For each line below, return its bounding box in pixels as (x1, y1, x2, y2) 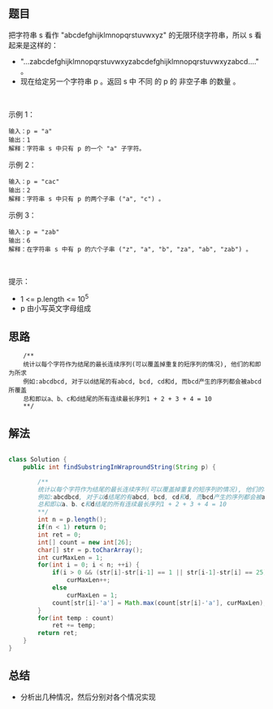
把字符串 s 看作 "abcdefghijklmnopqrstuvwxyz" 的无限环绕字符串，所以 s (8, 30, 253, 40)
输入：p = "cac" (8, 177, 60, 186)
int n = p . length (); (37, 515, 107, 524)
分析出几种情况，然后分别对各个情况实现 (19, 692, 156, 702)
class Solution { (8, 456, 67, 464)
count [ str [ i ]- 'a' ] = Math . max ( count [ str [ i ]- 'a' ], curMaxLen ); (51, 598, 267, 607)
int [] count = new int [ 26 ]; (37, 538, 132, 546)
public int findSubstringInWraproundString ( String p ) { (23, 462, 217, 471)
